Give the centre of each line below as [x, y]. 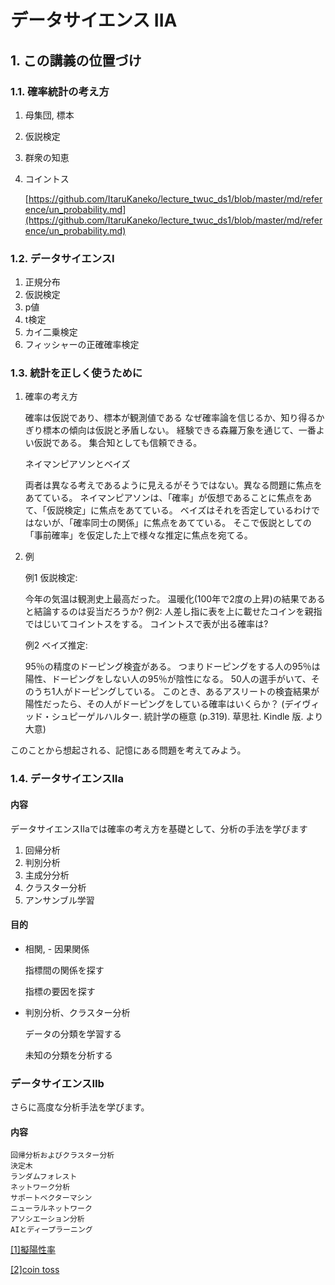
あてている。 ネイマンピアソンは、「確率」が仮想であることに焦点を [164, 498]
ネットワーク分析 [40, 1187]
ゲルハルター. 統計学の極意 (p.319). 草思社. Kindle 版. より [205, 717]
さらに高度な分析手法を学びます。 [80, 1107]
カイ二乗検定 [51, 332]
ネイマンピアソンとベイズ [77, 464]
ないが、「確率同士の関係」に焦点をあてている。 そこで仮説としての [172, 523]
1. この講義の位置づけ [76, 60]
